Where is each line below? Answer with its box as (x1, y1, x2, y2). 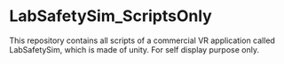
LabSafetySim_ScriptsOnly (9, 6, 213, 26)
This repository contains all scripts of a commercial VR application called (9, 35, 275, 46)
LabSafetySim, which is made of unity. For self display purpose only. (9, 44, 260, 54)
